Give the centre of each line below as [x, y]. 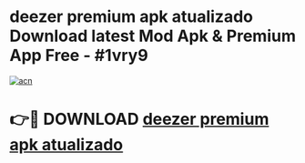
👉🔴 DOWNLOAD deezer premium [139, 119]
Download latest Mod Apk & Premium [152, 36]
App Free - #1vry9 [79, 56]
